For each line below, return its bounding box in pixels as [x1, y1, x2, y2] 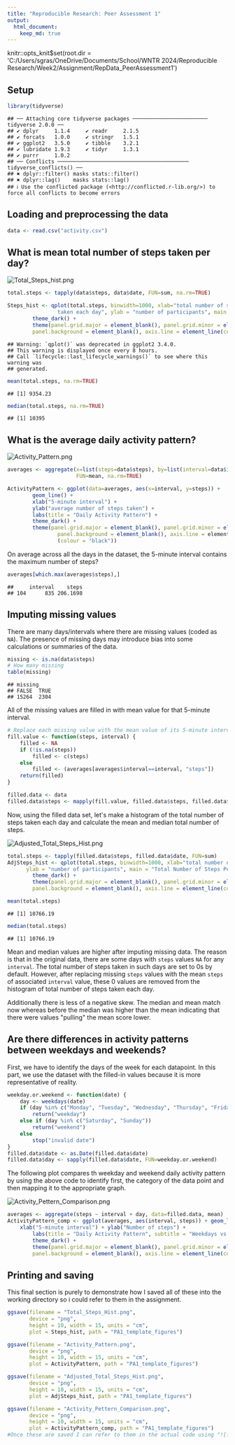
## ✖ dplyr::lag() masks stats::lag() [7, 176, 130, 183]
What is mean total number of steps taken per [7, 246, 211, 259]
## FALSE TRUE [7, 687, 52, 695]
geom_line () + [32, 491, 73, 499]
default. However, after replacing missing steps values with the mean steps [7, 970, 224, 978]
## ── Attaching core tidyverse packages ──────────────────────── [7, 115, 208, 122]
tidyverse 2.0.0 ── [7, 121, 64, 128]
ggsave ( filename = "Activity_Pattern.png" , [7, 1341, 136, 1348]
